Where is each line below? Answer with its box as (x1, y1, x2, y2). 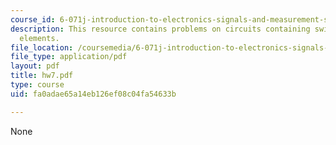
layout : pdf (10, 61, 60, 71)
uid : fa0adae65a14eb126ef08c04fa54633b (10, 89, 177, 99)
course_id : (10, 14, 56, 25)
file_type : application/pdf (10, 52, 128, 62)
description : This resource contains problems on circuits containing (10, 24, 311, 34)
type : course (10, 80, 65, 90)
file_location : (10, 42, 74, 53)
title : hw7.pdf (10, 71, 74, 81)
